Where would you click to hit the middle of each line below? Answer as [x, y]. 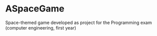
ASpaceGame [35, 9]
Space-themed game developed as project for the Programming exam [79, 22]
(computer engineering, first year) [41, 27]
